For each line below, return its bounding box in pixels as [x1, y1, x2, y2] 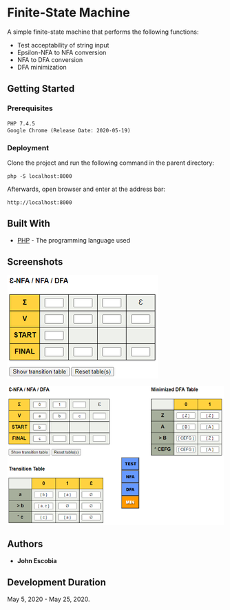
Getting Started [7, 83, 75, 94]
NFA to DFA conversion [17, 55, 83, 63]
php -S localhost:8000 [7, 172, 72, 180]
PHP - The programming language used [17, 236, 131, 244]
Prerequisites [7, 103, 53, 113]
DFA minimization [17, 63, 67, 71]
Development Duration [7, 577, 107, 589]
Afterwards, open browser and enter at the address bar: [7, 185, 165, 193]
